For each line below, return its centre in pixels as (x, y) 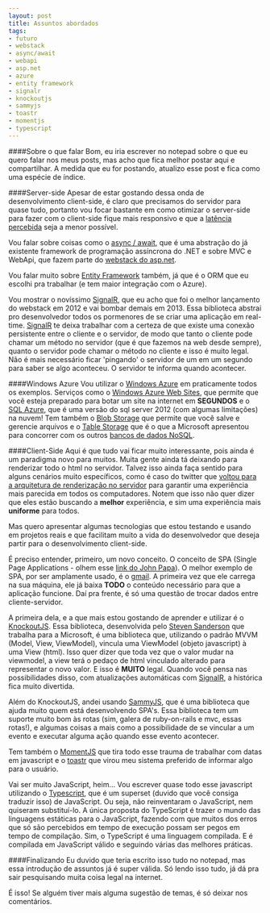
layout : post (30, 16)
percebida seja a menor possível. (63, 227)
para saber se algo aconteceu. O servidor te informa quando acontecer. (127, 368)
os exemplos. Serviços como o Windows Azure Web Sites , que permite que (134, 392)
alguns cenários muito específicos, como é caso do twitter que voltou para (133, 476)
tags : (17, 31)
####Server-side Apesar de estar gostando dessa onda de (106, 192)
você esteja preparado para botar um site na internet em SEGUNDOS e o (129, 401)
